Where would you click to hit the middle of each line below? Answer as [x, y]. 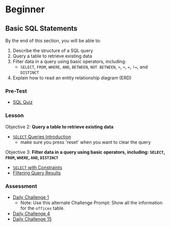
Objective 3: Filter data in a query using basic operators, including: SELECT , [85, 152]
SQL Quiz [23, 102]
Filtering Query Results [37, 173]
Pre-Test [16, 91]
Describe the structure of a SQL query [53, 50]
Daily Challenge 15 [32, 219]
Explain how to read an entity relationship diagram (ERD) [72, 78]
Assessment [21, 186]
